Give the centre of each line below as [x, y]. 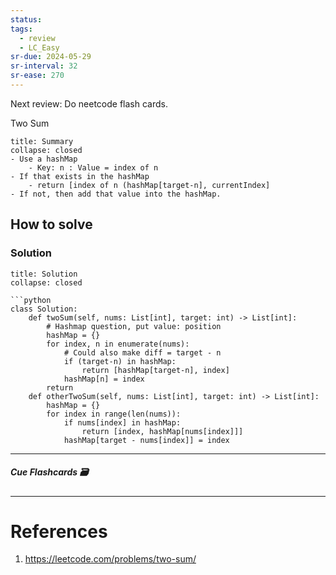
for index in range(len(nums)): [114, 414]
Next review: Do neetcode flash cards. [89, 103]
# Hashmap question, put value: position [134, 326]
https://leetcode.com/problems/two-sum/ [110, 559]
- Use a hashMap [44, 159]
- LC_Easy [39, 47]
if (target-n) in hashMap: [120, 361]
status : [26, 19]
